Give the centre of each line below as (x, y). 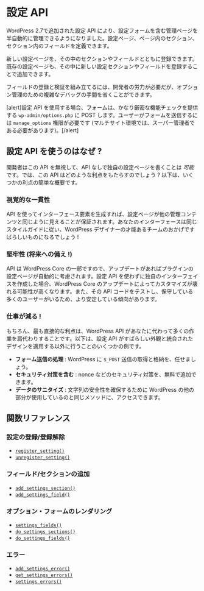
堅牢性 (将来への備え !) (39, 254)
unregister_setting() (42, 458)
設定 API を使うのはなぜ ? (54, 151)
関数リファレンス (38, 418)
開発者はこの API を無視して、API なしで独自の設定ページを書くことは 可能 (100, 167)
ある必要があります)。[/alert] (43, 130)
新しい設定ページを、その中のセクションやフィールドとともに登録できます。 (102, 58)
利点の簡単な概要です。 (51, 182)
